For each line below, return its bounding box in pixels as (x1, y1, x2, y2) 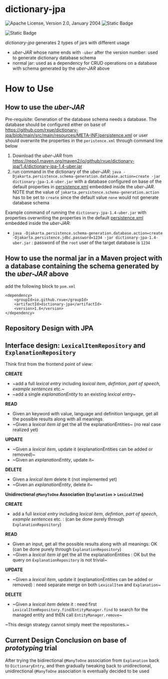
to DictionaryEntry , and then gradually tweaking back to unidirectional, (5, 662, 152, 668)
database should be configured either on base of (5, 122, 106, 128)
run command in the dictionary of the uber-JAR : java (12, 168, 121, 174)
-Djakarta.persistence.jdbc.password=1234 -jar (12, 235, 113, 240)
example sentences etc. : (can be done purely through (12, 516, 124, 522)
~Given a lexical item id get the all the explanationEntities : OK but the (12, 551, 156, 557)
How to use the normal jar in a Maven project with (5, 254, 162, 263)
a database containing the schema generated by (5, 262, 159, 271)
